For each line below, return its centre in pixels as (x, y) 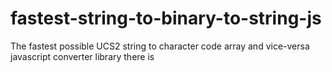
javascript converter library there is (82, 56)
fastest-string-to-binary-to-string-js (166, 18)
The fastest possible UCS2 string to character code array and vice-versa (160, 46)
